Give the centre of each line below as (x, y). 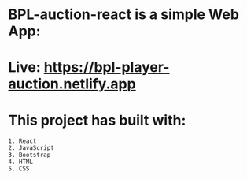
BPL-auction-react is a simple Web (124, 15)
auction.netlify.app (72, 84)
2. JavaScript (31, 148)
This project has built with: (97, 120)
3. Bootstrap (29, 155)
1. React (22, 141)
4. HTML (21, 162)
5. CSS (19, 169)
